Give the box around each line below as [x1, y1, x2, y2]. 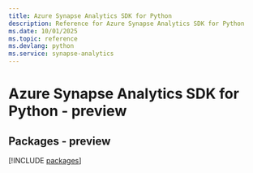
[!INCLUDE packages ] [8, 156, 82, 165]
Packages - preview [8, 134, 111, 148]
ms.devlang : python [8, 42, 75, 50]
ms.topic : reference [8, 34, 79, 43]
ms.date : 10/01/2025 [8, 27, 79, 35]
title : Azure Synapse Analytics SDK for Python [8, 11, 173, 20]
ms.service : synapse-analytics [8, 50, 114, 58]
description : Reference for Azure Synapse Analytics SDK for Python [8, 19, 245, 28]
